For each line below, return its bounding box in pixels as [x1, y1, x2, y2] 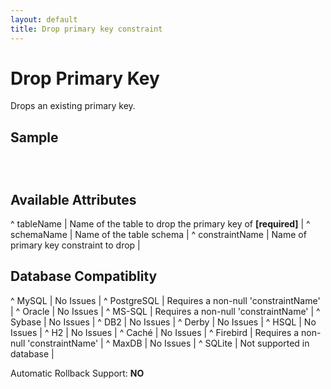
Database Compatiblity [10, 268, 158, 285]
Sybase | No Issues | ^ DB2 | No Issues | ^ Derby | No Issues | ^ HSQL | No [10, 316, 317, 328]
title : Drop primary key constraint [10, 24, 163, 34]
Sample [10, 129, 59, 146]
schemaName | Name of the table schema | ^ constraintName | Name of [10, 229, 307, 241]
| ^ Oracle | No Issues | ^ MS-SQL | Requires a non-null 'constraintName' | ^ [10, 305, 321, 317]
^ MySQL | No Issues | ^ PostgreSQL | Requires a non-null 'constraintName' [10, 294, 321, 306]
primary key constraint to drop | [10, 239, 141, 251]
